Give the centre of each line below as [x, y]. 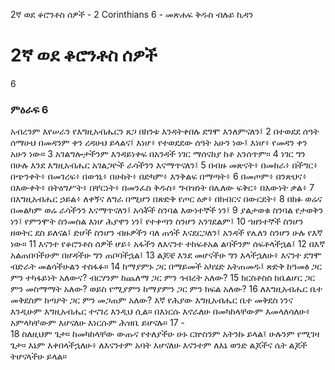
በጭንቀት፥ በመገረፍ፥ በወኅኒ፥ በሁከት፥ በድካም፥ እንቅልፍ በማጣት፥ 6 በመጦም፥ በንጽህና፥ [159, 176]
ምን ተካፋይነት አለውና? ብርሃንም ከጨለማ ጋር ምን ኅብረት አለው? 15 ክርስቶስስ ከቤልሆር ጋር [163, 278]
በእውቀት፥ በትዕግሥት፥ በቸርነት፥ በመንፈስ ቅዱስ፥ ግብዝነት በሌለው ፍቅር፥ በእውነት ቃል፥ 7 [162, 188]
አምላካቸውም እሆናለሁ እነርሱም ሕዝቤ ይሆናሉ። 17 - [97, 323]
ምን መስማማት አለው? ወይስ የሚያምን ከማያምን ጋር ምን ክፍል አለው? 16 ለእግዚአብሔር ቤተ [166, 289]
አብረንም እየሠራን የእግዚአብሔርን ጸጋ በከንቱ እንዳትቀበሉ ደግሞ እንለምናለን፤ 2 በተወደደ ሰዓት [165, 131]
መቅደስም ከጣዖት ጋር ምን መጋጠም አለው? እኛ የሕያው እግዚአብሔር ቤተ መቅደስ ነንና [151, 300]
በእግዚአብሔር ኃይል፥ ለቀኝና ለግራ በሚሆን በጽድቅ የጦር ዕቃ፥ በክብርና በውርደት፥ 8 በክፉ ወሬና [166, 199]
